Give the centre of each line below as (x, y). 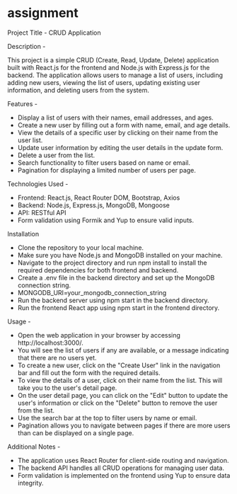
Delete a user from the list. (56, 155)
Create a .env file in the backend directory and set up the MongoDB (116, 277)
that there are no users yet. (57, 357)
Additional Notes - (34, 447)
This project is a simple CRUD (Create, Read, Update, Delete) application (113, 60)
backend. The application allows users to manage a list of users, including (115, 75)
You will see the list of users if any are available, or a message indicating (123, 350)
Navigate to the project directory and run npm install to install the (112, 263)
